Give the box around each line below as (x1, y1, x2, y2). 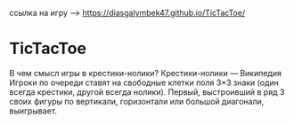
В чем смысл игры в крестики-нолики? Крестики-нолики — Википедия (9, 67, 282, 78)
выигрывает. (9, 105, 58, 116)
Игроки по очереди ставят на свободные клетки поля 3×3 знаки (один (9, 77, 279, 88)
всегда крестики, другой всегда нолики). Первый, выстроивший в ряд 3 (9, 86, 285, 97)
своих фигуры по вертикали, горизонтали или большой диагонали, (9, 96, 265, 106)
